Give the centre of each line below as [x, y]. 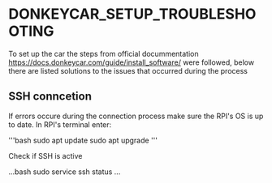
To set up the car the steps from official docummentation [104, 53]
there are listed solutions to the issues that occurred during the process [128, 70]
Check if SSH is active [45, 155]
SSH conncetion [50, 97]
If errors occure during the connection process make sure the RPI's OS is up [136, 116]
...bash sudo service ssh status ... [65, 172]
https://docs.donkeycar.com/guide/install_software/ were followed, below [131, 62]
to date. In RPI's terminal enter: [60, 124]
